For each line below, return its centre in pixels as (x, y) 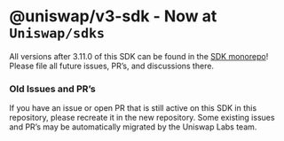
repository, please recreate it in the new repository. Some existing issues (142, 118)
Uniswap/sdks (57, 33)
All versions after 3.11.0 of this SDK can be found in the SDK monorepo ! (139, 56)
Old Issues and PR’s (52, 89)
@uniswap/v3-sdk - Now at (113, 16)
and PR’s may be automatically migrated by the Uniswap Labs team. (133, 127)
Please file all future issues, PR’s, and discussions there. (112, 66)
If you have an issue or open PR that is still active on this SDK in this (133, 108)
